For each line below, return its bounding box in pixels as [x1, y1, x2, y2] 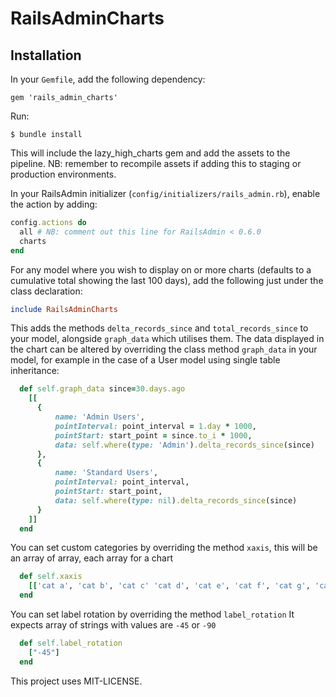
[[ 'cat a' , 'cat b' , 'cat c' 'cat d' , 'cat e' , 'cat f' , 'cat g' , [28, 581, 311, 591]
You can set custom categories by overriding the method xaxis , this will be [10, 542, 318, 554]
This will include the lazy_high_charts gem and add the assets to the [10, 147, 291, 159]
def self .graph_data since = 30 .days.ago [19, 384, 186, 394]
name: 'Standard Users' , [54, 468, 159, 478]
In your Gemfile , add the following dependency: [10, 73, 206, 85]
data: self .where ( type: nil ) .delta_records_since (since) [54, 495, 298, 506]
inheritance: [10, 365, 60, 377]
